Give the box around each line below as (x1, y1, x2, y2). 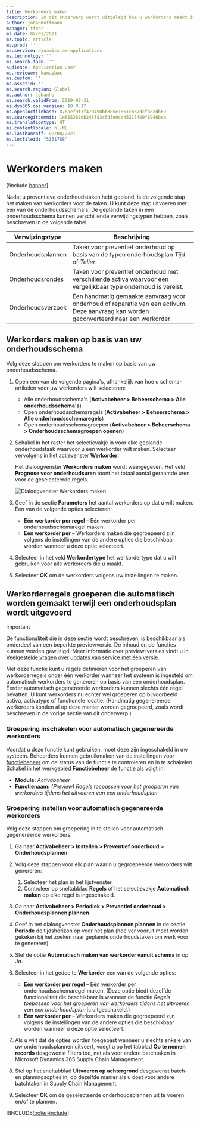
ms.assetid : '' (6, 81, 44, 87)
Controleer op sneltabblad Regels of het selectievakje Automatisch (23, 885, 190, 892)
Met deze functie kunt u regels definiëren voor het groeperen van (6, 666, 167, 673)
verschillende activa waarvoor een (72, 275, 169, 283)
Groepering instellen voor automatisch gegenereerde (6, 803, 164, 812)
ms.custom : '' (6, 75, 42, 81)
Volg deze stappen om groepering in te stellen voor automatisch (6, 824, 164, 832)
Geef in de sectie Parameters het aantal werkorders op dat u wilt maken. (14, 499, 193, 506)
